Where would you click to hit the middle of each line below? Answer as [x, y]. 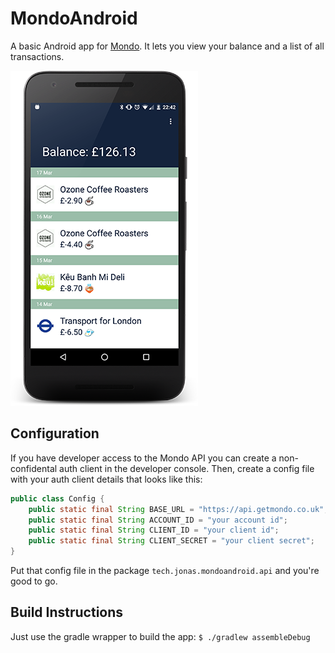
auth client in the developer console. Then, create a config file [187, 468]
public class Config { [57, 498]
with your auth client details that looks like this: [106, 479]
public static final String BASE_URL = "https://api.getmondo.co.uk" [176, 509]
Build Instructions [67, 612]
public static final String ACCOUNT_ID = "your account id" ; [158, 520]
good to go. [34, 581]
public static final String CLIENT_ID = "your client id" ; [154, 530]
